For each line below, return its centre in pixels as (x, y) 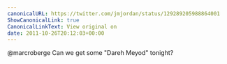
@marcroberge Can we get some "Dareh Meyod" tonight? (90, 53)
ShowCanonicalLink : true (43, 20)
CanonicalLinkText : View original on (62, 26)
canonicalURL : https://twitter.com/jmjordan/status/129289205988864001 (113, 14)
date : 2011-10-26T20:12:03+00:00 (56, 33)
